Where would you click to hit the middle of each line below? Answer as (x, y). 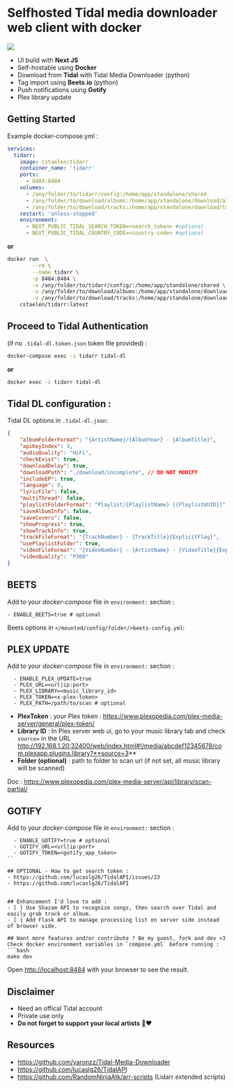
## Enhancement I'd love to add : (57, 902)
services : (22, 149)
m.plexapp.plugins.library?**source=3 (73, 753)
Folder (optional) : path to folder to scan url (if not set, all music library (119, 761)
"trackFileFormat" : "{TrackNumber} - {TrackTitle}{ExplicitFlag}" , (119, 537)
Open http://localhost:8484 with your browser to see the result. (98, 970)
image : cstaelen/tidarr (54, 162)
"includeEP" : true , (48, 479)
